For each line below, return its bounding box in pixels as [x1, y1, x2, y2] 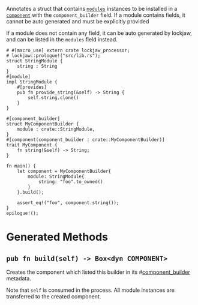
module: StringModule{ [28, 174, 85, 180]
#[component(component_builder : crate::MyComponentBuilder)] [6, 137, 165, 143]
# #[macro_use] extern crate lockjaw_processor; [6, 47, 130, 53]
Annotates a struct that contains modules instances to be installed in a [6, 5, 178, 12]
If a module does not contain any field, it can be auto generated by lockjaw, [6, 29, 192, 37]
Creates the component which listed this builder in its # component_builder [6, 268, 190, 276]
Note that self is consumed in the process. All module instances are [6, 286, 175, 294]
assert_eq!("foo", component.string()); [17, 200, 119, 206]
